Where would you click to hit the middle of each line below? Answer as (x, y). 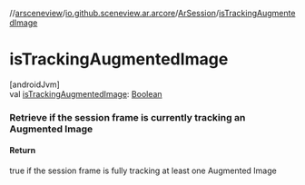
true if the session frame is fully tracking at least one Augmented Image (143, 170)
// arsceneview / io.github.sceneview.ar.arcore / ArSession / (114, 13)
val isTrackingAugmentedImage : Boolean (86, 93)
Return (23, 151)
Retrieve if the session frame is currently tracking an (128, 117)
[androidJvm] (35, 84)
